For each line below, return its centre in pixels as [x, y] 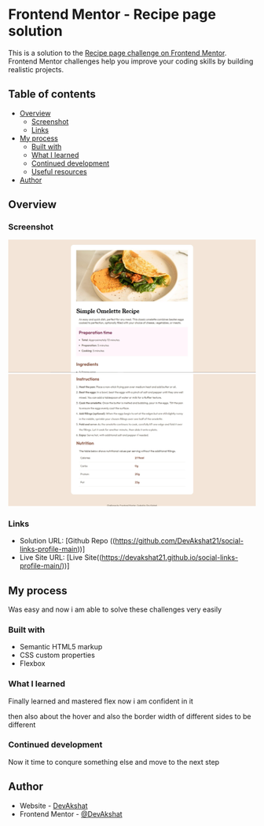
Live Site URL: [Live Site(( [60, 557]
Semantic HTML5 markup [61, 647]
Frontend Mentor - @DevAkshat [71, 813]
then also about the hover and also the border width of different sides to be [130, 716]
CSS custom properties [57, 655]
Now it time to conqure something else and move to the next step [114, 762]
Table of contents [52, 95]
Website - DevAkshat [53, 806]
